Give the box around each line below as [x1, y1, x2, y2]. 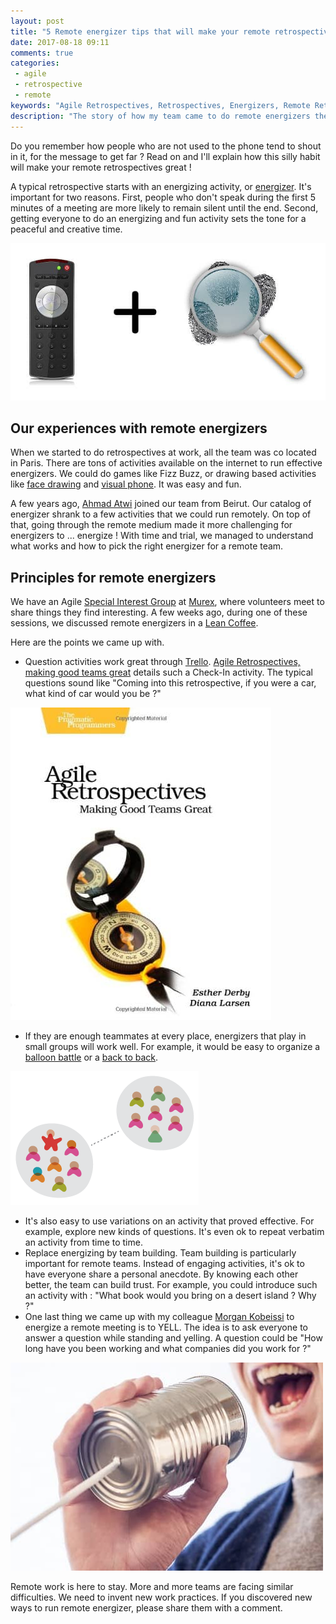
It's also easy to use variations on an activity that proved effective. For [24, 1215, 315, 1227]
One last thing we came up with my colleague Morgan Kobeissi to [24, 1311, 295, 1323]
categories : [10, 58, 60, 69]
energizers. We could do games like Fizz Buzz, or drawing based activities [10, 468, 317, 480]
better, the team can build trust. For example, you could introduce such [24, 1279, 318, 1291]
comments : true [10, 48, 74, 58]
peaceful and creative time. [10, 223, 123, 235]
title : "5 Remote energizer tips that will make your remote [10, 26, 271, 37]
